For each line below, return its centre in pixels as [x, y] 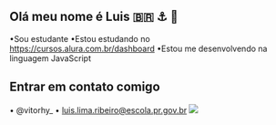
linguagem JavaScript [50, 58]
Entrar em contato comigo [85, 87]
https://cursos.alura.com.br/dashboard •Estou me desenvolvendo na [138, 48]
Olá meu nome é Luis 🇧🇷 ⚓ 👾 [94, 17]
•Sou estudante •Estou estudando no [80, 38]
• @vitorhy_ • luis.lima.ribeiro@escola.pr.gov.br [98, 109]
